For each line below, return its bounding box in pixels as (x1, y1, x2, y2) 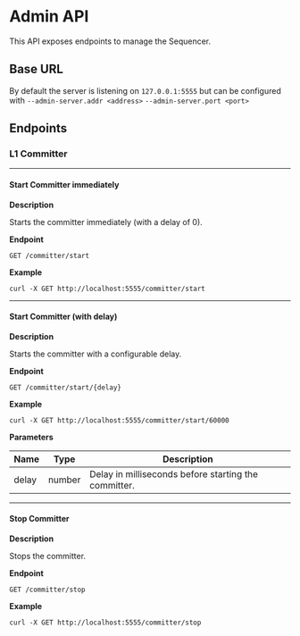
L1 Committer (9, 147, 68, 160)
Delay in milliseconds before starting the (88, 467, 259, 480)
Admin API (9, 6, 89, 27)
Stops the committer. (9, 551, 87, 562)
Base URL (9, 62, 64, 77)
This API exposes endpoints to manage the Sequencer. (9, 36, 212, 46)
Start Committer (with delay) (9, 311, 118, 322)
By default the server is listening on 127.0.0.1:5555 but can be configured (9, 85, 281, 96)
